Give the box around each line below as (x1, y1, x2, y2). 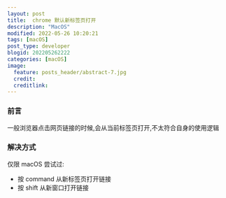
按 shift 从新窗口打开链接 (17, 183, 90, 192)
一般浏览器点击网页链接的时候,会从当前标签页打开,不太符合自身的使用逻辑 (7, 123, 220, 132)
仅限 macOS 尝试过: (7, 160, 64, 168)
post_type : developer (7, 43, 71, 50)
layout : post (7, 10, 45, 17)
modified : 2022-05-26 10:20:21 (7, 29, 99, 37)
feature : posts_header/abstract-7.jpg (13, 69, 127, 76)
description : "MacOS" (7, 23, 71, 30)
